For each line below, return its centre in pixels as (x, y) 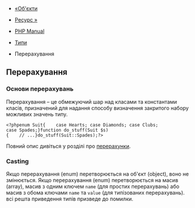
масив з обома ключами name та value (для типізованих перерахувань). (95, 192)
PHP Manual (30, 31)
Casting (18, 161)
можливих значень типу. (37, 114)
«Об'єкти (26, 8)
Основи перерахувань (40, 89)
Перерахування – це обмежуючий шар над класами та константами (92, 101)
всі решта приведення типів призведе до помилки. (70, 199)
